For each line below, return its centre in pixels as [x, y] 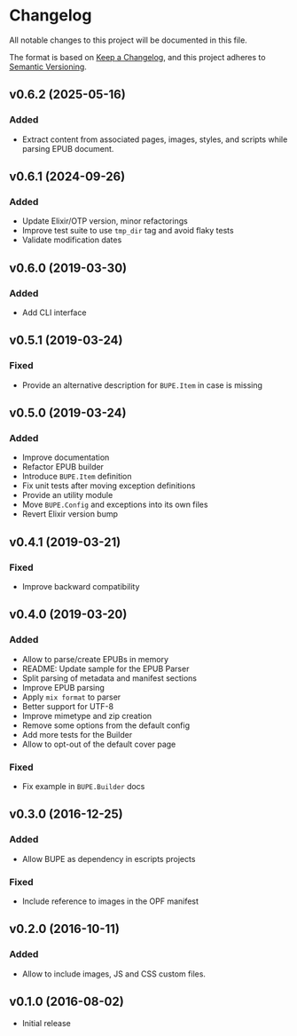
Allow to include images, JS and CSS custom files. [114, 974]
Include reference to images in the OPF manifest [110, 901]
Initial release [46, 1023]
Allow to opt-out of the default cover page [99, 744]
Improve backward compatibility [81, 587]
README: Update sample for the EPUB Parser [106, 668]
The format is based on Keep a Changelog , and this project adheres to [137, 57]
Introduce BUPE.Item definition [77, 477]
